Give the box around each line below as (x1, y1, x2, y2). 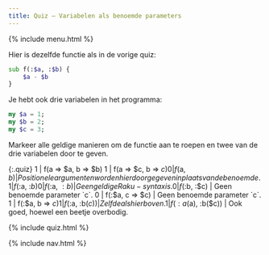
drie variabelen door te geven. (8, 148, 109, 158)
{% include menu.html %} (8, 34, 94, 44)
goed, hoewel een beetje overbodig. (8, 207, 129, 216)
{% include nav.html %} (8, 238, 87, 248)
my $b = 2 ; (8, 118, 45, 126)
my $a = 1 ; (8, 111, 45, 119)
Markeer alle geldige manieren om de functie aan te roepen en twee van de (8, 140, 259, 149)
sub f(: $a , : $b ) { (8, 65, 70, 73)
